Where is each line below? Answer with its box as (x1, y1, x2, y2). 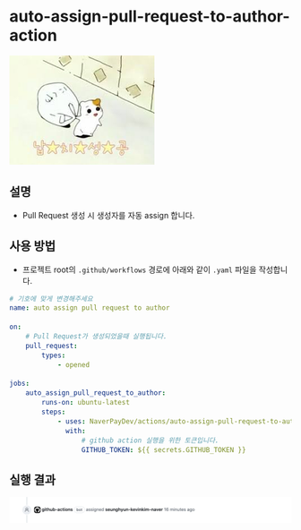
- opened (56, 360, 90, 369)
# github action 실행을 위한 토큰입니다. (81, 436, 219, 445)
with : (65, 426, 87, 435)
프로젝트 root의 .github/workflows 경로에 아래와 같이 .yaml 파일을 (21, 264, 257, 275)
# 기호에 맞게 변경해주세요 (9, 294, 93, 303)
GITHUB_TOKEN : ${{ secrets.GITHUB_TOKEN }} (81, 445, 246, 454)
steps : (41, 407, 66, 417)
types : (41, 351, 66, 360)
